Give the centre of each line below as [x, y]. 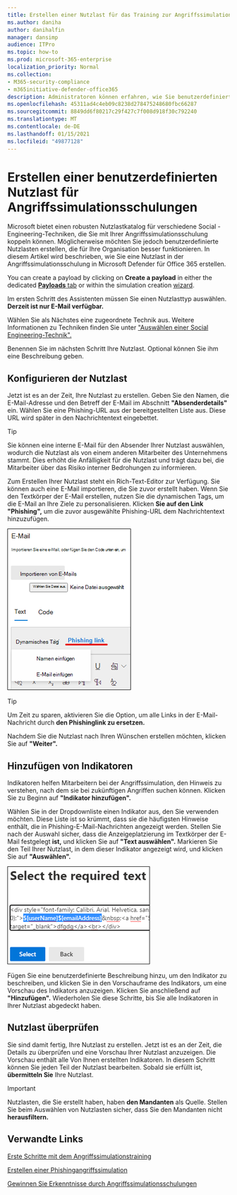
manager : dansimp [33, 37]
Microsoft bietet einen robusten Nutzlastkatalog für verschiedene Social [112, 226]
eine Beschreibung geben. [45, 356]
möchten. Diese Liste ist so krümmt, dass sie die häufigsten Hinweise [108, 819]
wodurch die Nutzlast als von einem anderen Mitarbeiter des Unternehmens [117, 453]
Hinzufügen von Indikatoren [70, 766]
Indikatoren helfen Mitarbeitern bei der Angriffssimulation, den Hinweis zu [115, 783]
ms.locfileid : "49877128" [45, 141]
